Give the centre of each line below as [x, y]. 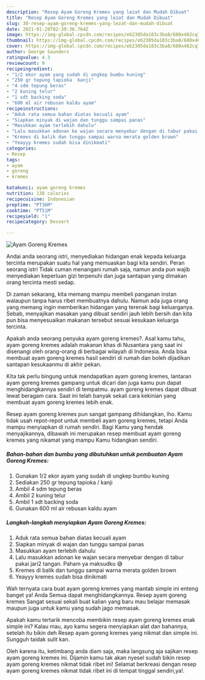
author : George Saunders [38, 52]
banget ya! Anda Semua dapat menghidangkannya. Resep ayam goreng [97, 595]
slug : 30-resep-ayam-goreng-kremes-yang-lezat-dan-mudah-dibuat [90, 23]
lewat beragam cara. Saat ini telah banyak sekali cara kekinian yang [91, 396]
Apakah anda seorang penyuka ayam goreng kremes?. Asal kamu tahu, [96, 338]
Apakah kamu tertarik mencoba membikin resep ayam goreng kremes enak [101, 620]
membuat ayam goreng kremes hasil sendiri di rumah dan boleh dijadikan [98, 358]
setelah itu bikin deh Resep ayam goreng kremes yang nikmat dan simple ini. [103, 633]
